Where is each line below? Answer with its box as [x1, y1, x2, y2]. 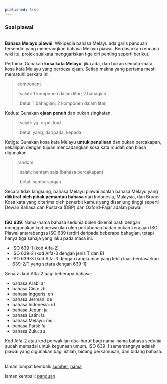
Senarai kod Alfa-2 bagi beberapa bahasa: [5, 270, 92, 276]
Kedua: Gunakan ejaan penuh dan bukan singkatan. [5, 110, 112, 116]
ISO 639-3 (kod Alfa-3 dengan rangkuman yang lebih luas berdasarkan [12, 255, 159, 261]
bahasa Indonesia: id [12, 301, 55, 307]
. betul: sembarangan [17, 178, 61, 185]
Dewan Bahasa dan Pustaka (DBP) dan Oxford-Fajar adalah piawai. [5, 204, 143, 210]
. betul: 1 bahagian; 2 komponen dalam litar [17, 100, 106, 106]
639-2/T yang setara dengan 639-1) [12, 261, 87, 267]
